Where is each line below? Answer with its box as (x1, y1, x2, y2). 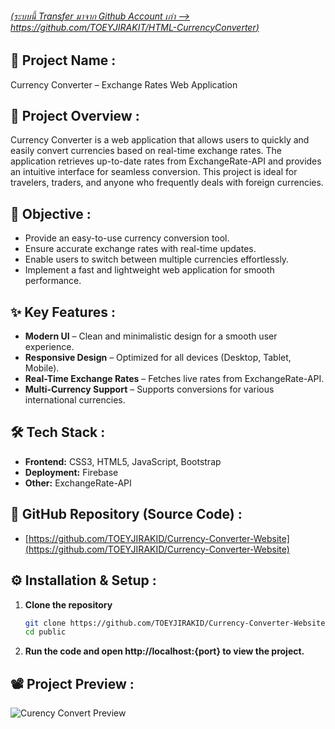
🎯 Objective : (10, 205, 92, 222)
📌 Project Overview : (10, 108, 140, 125)
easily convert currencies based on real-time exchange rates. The (10, 145, 282, 157)
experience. (24, 341, 75, 353)
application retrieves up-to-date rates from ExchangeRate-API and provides (10, 155, 322, 167)
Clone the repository (24, 598, 113, 611)
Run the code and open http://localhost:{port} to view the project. (24, 645, 305, 657)
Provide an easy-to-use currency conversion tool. (24, 232, 230, 244)
